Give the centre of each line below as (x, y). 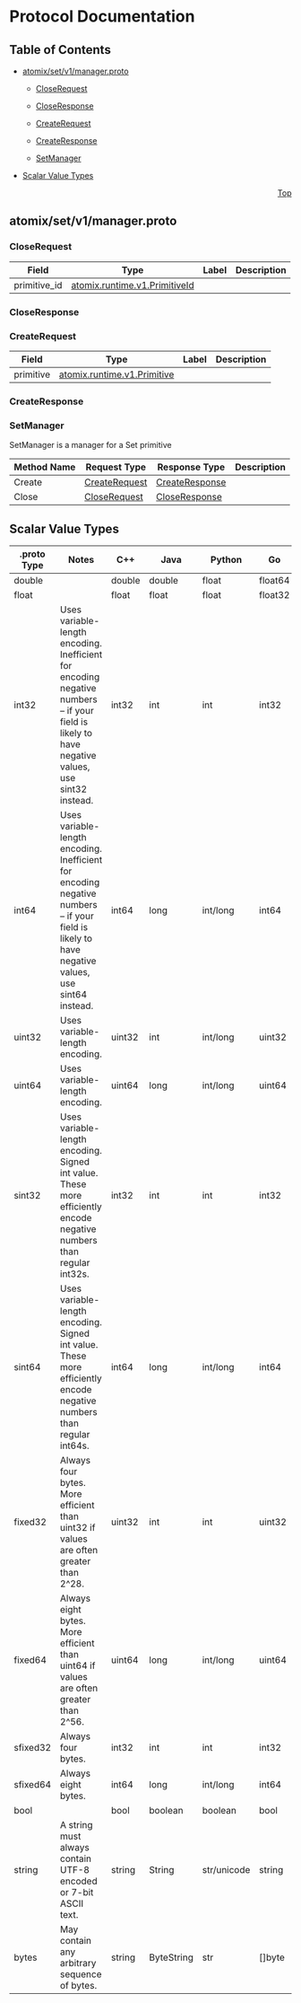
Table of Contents (60, 50)
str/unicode (226, 1869)
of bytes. (78, 1985)
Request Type (116, 467)
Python (226, 559)
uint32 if (77, 1527)
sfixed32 (33, 1747)
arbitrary (78, 1963)
